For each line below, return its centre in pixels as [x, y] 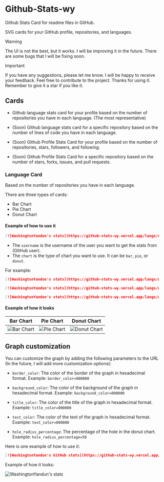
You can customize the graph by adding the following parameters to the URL [82, 358]
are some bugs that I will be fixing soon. [45, 56]
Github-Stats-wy [40, 9]
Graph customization [38, 346]
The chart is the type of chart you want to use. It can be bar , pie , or [80, 256]
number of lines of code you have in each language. [64, 132]
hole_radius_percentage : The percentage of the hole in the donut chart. [84, 432]
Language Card [24, 175]
